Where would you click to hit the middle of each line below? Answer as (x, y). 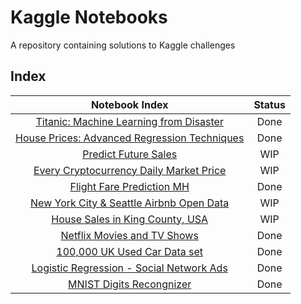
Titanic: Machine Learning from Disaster (129, 121)
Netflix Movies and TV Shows (129, 235)
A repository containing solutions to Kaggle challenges (123, 45)
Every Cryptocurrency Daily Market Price (130, 170)
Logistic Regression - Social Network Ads (129, 268)
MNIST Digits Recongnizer (130, 284)
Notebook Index (129, 104)
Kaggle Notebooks (89, 17)
